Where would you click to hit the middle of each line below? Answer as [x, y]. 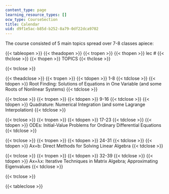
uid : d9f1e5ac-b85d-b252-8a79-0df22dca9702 [52, 29]
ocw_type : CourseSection [31, 19]
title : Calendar [22, 24]
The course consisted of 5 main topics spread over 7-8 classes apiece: [79, 43]
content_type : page [26, 10]
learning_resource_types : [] [36, 15]
